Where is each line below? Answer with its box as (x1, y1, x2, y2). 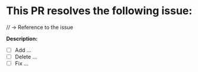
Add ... (14, 46, 32, 54)
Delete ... (14, 53, 38, 60)
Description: (6, 35, 38, 42)
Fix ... (14, 60, 29, 67)
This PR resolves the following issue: (6, 4, 193, 18)
